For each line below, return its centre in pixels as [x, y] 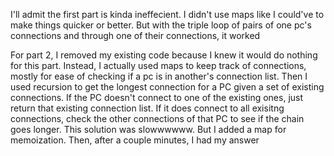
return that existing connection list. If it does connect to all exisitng [147, 108]
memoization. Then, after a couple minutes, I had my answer [135, 140]
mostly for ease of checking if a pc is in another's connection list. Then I [159, 76]
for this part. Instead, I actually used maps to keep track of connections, [158, 65]
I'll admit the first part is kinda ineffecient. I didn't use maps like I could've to [167, 14]
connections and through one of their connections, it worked [135, 35]
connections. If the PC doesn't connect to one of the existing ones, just [157, 97]
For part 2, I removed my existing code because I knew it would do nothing [164, 55]
